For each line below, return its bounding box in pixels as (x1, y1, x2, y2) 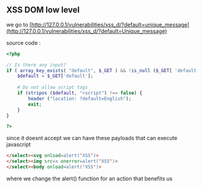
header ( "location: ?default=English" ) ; (28, 95, 132, 102)
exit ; (28, 101, 42, 107)
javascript (6, 141, 32, 148)
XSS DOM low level (6, 5, 80, 15)
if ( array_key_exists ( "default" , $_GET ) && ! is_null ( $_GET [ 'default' (6, 67, 200, 73)
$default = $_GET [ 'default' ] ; (17, 73, 94, 79)
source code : (6, 39, 41, 46)
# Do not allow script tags (17, 84, 88, 90)
